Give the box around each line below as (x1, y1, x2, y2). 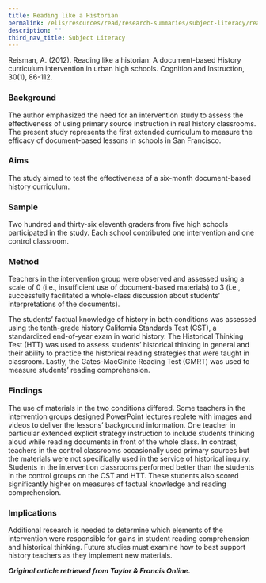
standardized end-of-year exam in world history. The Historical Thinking (8, 332, 244, 341)
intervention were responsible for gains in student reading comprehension (8, 534, 250, 543)
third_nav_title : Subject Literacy (8, 33, 126, 42)
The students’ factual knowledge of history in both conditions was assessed (8, 315, 256, 324)
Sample (8, 201, 38, 213)
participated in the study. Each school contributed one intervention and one (8, 228, 255, 238)
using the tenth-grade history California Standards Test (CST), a (8, 323, 217, 333)
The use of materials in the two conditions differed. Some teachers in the (8, 403, 246, 412)
